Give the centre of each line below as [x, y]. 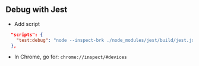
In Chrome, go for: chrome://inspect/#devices [70, 57]
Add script [27, 24]
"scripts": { [27, 35]
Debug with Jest [37, 10]
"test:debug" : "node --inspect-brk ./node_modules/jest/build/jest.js [105, 40]
